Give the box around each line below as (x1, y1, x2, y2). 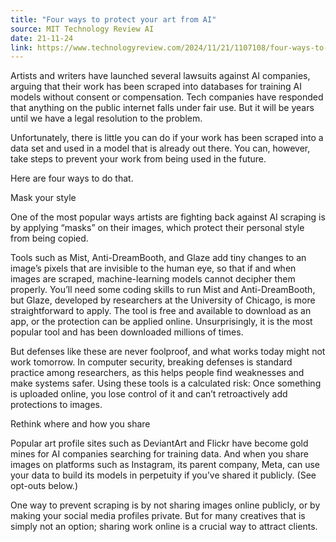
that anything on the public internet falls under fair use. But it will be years (10, 102, 315, 114)
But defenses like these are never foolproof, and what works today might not (10, 346, 326, 358)
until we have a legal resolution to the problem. (10, 112, 203, 125)
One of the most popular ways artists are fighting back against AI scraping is (10, 211, 326, 223)
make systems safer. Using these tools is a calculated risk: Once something (10, 377, 322, 390)
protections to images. (10, 399, 103, 411)
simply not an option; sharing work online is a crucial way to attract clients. (10, 521, 318, 533)
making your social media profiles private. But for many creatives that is (10, 510, 306, 522)
